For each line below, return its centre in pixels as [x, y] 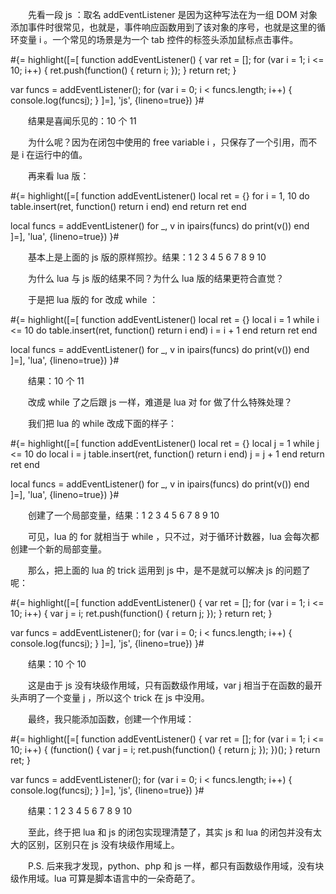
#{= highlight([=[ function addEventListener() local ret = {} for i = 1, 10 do [160, 196]
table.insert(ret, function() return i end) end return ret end [128, 206]
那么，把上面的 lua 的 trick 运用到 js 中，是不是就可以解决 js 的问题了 [169, 570]
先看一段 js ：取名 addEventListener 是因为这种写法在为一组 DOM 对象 [172, 14]
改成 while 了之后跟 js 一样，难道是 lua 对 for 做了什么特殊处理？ [160, 402]
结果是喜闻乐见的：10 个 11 [82, 121]
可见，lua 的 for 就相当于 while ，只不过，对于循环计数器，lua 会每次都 [173, 536]
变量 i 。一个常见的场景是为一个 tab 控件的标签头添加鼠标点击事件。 [158, 39]
